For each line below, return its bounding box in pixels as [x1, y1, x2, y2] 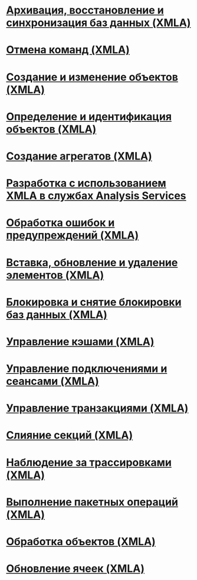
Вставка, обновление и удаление [6, 255, 178, 269]
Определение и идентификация [6, 110, 172, 123]
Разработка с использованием [6, 177, 166, 190]
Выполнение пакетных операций [6, 495, 179, 508]
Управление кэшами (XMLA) [6, 335, 155, 348]
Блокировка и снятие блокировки [6, 295, 182, 309]
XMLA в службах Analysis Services [6, 189, 187, 203]
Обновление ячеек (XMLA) [6, 562, 145, 575]
